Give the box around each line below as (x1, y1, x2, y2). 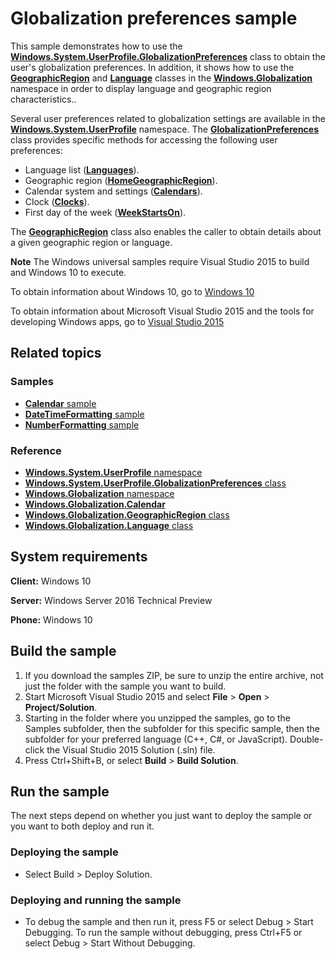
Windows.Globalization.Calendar (24, 498, 166, 510)
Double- (289, 733, 324, 745)
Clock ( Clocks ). (24, 195, 90, 207)
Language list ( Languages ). (24, 163, 140, 176)
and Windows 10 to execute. (10, 266, 127, 278)
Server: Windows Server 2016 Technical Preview (10, 594, 213, 606)
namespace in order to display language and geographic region (10, 82, 272, 94)
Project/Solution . (24, 701, 98, 713)
